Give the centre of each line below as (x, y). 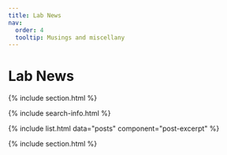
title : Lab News (35, 15)
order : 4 (30, 30)
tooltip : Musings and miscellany (70, 37)
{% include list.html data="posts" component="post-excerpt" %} (114, 129)
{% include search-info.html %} (60, 113)
